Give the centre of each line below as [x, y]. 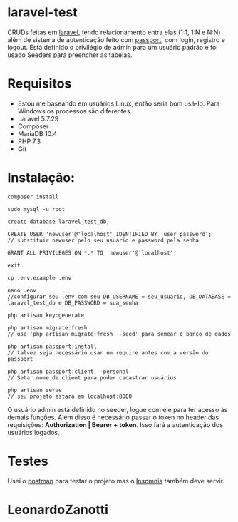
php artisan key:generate [46, 315]
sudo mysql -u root [36, 209]
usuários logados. [33, 432]
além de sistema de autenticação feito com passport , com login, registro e [117, 39]
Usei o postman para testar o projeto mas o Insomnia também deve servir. [116, 481]
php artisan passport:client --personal [68, 372]
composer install [33, 197]
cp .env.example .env [40, 278]
